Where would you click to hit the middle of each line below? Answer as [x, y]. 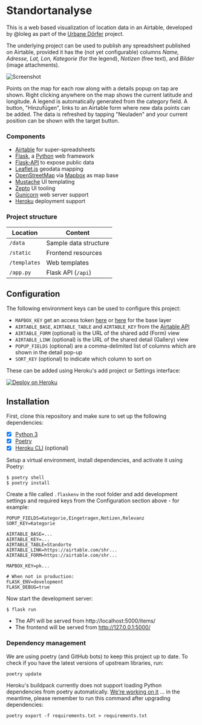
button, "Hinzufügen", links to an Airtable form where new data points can [98, 107]
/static [20, 253]
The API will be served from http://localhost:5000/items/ [85, 621]
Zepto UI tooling [35, 188]
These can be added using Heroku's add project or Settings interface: [93, 371]
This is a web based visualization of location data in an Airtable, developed [99, 27]
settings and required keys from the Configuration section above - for [93, 501]
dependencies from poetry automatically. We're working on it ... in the [93, 692]
